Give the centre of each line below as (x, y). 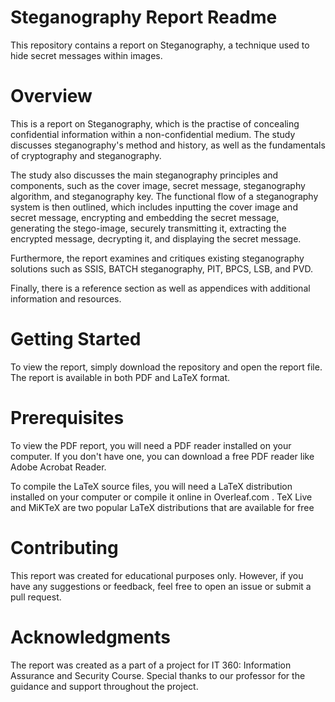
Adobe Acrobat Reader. (58, 467)
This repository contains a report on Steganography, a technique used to (160, 45)
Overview (51, 96)
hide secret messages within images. (86, 55)
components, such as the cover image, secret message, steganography (158, 185)
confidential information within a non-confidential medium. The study (153, 134)
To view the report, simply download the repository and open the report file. (166, 367)
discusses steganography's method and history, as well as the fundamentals (168, 145)
